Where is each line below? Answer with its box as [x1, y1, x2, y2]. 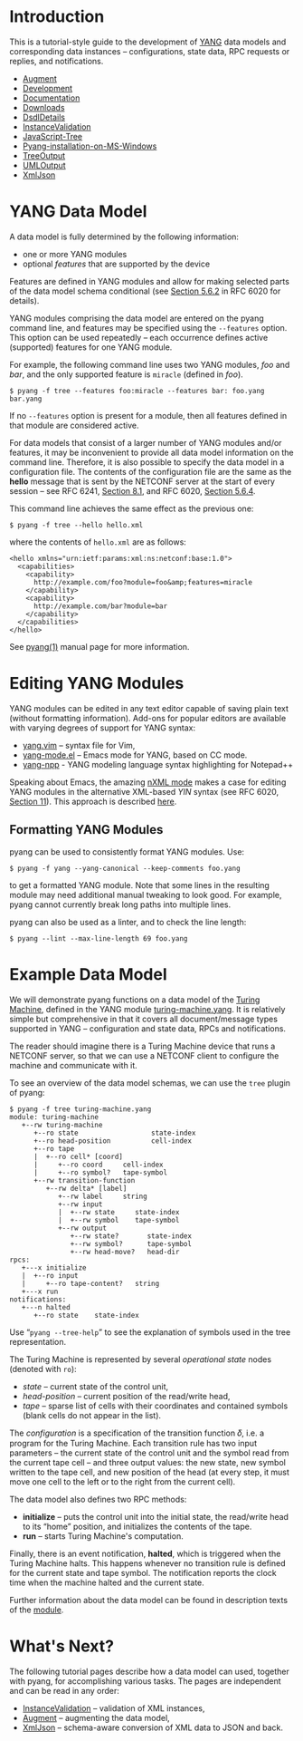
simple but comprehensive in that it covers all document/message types [9, 1013, 279, 1024]
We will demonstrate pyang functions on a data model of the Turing [9, 994, 260, 1005]
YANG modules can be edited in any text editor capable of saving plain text [9, 702, 289, 713]
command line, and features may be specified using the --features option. [9, 322, 288, 333]
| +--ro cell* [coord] [33, 1152, 124, 1161]
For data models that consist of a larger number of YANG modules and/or [9, 437, 282, 448]
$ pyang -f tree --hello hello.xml [9, 520, 144, 529]
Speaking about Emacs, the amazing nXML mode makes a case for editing [9, 777, 287, 788]
